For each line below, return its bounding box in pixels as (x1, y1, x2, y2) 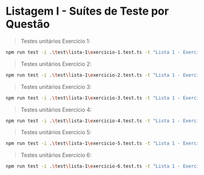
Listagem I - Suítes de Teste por (5, 4, 169, 18)
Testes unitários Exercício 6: (20, 151, 92, 159)
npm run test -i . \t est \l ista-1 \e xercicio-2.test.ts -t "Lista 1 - (5, 72, 181, 78)
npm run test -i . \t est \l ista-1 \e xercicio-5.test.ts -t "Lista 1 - (5, 140, 181, 147)
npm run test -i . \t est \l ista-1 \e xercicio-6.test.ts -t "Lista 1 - (5, 163, 181, 170)
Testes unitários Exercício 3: (20, 83, 92, 90)
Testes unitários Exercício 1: (20, 37, 91, 45)
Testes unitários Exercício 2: (20, 60, 92, 68)
